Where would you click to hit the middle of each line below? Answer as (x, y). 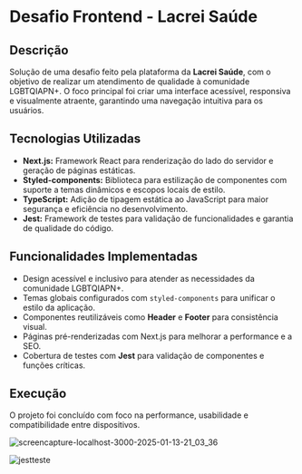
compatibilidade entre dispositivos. (75, 425)
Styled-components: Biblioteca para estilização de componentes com (155, 179)
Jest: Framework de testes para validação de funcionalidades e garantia (158, 218)
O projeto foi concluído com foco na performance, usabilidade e (129, 415)
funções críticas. (54, 365)
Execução (38, 394)
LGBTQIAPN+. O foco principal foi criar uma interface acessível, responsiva (150, 91)
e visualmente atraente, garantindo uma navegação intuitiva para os (136, 101)
